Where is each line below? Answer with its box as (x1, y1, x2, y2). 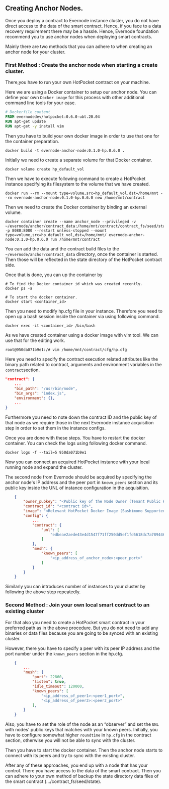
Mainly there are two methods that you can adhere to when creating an (5, 43, 152, 50)
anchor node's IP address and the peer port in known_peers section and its (5, 479, 158, 485)
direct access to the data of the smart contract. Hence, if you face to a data (5, 23, 162, 29)
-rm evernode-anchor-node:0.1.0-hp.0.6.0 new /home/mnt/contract (5, 195, 145, 200)
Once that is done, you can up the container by (5, 272, 103, 278)
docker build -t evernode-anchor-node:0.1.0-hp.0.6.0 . (5, 148, 125, 153)
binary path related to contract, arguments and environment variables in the (5, 362, 162, 368)
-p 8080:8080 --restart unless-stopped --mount (5, 228, 107, 233)
